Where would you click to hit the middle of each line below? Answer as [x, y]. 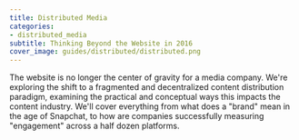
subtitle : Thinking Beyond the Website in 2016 [101, 43]
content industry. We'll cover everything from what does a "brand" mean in [150, 106]
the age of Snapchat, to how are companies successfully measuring [137, 116]
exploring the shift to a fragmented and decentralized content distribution [147, 87]
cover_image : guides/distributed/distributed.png [105, 52]
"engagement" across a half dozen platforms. [95, 126]
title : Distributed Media [58, 18]
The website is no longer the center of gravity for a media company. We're [149, 77]
